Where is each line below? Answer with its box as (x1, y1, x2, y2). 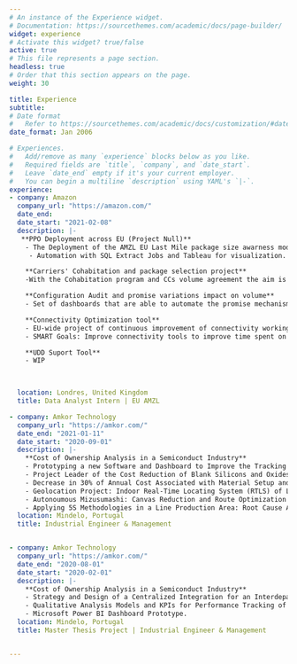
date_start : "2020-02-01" (17, 568, 113, 577)
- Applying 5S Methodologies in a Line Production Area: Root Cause (25, 503, 283, 512)
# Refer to (9, 120, 57, 129)
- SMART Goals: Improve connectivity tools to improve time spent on (25, 332, 287, 341)
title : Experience (9, 95, 77, 104)
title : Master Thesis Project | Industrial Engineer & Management (17, 626, 267, 635)
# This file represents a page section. (9, 54, 161, 63)
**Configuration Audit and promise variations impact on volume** (25, 292, 275, 301)
